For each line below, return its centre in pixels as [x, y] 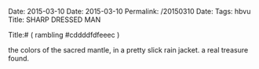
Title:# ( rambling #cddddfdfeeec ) [64, 35]
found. [19, 58]
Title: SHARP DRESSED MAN [55, 20]
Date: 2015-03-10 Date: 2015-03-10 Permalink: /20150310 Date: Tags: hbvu [129, 11]
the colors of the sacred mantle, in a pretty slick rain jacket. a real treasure [128, 50]
